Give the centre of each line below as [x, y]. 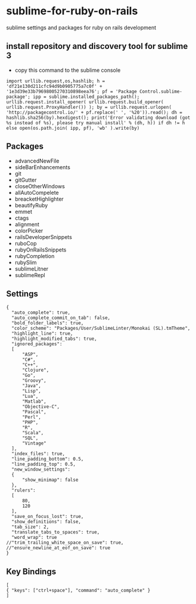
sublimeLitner [32, 269]
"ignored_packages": [37, 344]
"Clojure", [35, 370]
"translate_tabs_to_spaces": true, [56, 532]
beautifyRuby [31, 205]
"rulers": [24, 490]
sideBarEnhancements [42, 167]
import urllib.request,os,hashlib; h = [56, 81]
